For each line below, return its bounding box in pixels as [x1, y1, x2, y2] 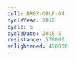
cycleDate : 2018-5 [7, 29, 62, 37]
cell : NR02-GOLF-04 [7, 10, 65, 18]
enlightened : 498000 [7, 43, 69, 50]
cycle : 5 [7, 23, 33, 30]
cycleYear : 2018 [7, 17, 55, 24]
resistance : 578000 [7, 36, 65, 43]
